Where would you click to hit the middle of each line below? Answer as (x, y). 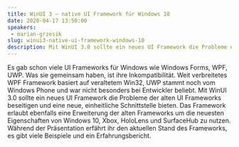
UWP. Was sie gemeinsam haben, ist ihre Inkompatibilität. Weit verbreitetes (117, 75)
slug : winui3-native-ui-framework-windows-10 (76, 41)
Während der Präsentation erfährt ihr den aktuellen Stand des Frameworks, (117, 128)
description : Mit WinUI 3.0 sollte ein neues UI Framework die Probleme (117, 47)
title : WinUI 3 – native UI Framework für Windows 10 (89, 14)
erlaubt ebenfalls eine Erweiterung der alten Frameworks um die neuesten (116, 113)
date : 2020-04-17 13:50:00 (47, 21)
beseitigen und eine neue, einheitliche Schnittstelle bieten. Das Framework (117, 105)
